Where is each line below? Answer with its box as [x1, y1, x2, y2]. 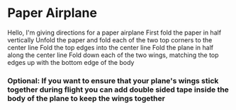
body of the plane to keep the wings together [7, 93, 165, 103]
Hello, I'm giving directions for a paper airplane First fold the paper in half [7, 28, 222, 37]
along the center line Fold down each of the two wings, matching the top [7, 51, 219, 59]
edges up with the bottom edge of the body [7, 58, 135, 66]
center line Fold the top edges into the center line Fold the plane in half [7, 43, 214, 51]
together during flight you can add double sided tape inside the [7, 85, 229, 94]
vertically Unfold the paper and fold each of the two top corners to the [7, 35, 213, 44]
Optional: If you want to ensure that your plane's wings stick [7, 75, 219, 85]
